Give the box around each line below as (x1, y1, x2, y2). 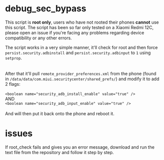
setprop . (5, 55, 22, 61)
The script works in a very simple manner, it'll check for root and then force (5, 44, 158, 50)
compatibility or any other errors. (5, 35, 72, 41)
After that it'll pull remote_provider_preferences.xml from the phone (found (5, 70, 157, 76)
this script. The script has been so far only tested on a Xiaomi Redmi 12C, (5, 24, 154, 30)
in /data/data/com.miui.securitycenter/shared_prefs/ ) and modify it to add (5, 76, 160, 82)
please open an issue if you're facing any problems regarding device (5, 30, 144, 35)
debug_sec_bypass (5, 3, 87, 14)
